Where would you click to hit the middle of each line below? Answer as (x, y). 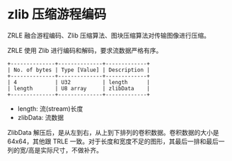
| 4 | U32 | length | (79, 82)
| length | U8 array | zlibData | (79, 88)
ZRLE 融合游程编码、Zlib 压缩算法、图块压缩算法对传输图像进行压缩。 (109, 35)
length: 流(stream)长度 (50, 108)
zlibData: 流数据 (41, 117)
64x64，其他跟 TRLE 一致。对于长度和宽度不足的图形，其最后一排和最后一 (116, 141)
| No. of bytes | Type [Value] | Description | (79, 70)
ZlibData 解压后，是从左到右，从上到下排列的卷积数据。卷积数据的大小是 (113, 132)
